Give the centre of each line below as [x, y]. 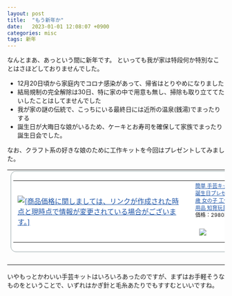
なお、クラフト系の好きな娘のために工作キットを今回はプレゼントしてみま [113, 150]
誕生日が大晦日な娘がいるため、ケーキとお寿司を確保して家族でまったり [120, 127]
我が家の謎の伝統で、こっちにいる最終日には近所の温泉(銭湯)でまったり [119, 110]
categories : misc [32, 33]
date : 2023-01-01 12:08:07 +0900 [58, 26]
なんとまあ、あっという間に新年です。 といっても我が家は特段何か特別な [110, 60]
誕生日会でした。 [41, 135]
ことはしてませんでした [68, 101]
